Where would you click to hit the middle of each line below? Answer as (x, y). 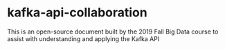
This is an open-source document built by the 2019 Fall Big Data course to (113, 32)
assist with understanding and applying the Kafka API (83, 38)
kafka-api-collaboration (77, 13)
